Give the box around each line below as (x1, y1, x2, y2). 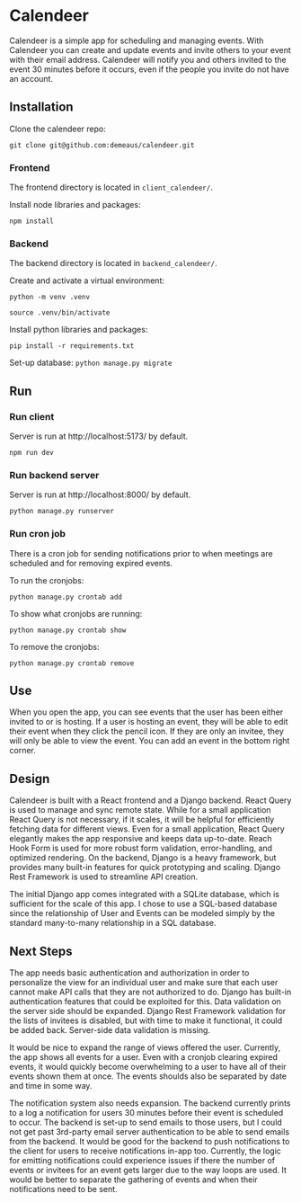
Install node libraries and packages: (9, 200, 141, 210)
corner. (9, 745, 36, 756)
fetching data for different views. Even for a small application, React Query (9, 824, 285, 834)
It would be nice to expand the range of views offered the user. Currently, (9, 1042, 281, 1053)
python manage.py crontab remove (9, 658, 135, 668)
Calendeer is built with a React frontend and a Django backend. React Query (9, 795, 292, 806)
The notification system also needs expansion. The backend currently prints (9, 1098, 291, 1109)
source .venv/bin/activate (9, 308, 111, 317)
